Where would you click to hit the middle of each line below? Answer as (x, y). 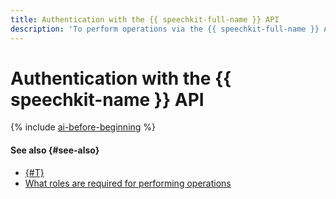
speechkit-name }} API (107, 99)
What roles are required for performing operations (128, 183)
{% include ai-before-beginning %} (83, 127)
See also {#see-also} (55, 150)
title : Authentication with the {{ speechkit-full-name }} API (145, 19)
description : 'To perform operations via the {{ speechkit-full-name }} (165, 29)
